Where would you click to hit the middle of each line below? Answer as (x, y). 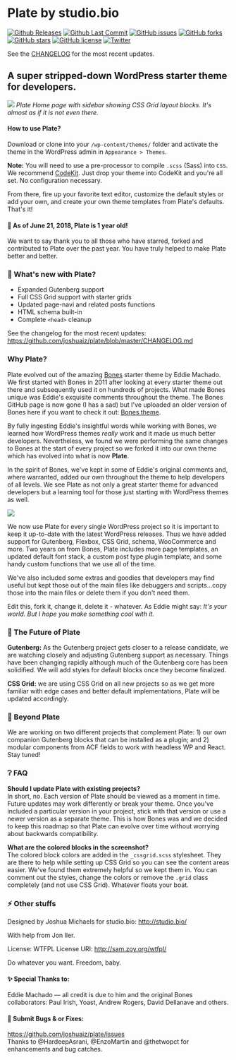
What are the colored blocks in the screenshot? (78, 847)
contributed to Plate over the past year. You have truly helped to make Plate (117, 249)
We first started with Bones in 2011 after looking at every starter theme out (115, 382)
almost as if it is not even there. (53, 112)
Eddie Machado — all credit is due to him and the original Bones (100, 995)
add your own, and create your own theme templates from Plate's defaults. (116, 201)
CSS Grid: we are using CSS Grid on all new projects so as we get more (111, 684)
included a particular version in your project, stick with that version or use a (117, 811)
